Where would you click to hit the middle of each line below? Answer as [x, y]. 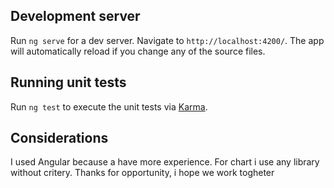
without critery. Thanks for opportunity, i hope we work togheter [142, 173]
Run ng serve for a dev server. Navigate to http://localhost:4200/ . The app [167, 40]
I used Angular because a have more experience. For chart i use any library [165, 162]
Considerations [59, 138]
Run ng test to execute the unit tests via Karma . [109, 106]
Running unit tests [68, 82]
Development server [75, 16]
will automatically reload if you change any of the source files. [138, 51]
